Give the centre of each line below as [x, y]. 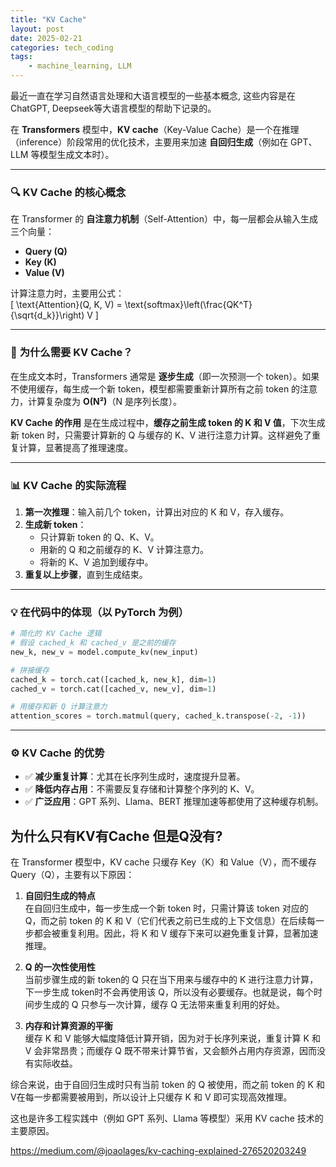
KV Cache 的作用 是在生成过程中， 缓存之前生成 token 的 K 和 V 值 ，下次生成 [168, 422]
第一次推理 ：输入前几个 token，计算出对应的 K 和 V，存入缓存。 [157, 512]
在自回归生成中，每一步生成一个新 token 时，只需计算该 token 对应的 [166, 908]
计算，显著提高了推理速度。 [75, 447]
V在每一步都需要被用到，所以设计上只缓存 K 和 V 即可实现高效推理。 [151, 1097]
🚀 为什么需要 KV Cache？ [71, 353]
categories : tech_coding [62, 47]
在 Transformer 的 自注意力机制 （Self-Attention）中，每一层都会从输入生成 [164, 219]
